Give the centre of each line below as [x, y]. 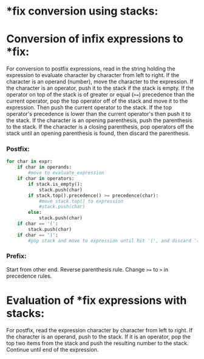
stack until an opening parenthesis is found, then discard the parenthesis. [98, 133]
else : [35, 213]
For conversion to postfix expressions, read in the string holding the [91, 69]
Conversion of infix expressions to [95, 39]
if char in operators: [46, 179]
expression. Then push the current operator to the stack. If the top [89, 108]
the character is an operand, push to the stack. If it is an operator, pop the [99, 337]
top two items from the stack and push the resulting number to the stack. [97, 343]
